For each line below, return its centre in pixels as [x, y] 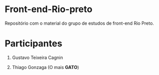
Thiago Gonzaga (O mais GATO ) [45, 67]
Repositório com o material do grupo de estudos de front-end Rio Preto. [79, 23]
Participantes [34, 44]
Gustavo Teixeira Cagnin [38, 57]
